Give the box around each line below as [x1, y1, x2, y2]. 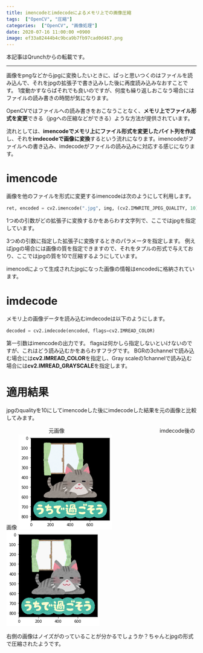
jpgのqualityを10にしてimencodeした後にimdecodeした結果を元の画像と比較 [6, 406, 197, 413]
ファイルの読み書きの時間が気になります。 [6, 94, 112, 102]
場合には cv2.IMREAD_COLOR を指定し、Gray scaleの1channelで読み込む [11, 354, 192, 362]
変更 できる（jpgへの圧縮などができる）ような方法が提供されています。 [16, 115, 193, 122]
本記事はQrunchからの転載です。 [6, 53, 88, 60]
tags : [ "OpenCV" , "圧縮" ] [6, 16, 72, 22]
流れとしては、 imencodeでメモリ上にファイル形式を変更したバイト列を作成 [6, 127, 196, 135]
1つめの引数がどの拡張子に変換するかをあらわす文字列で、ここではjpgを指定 [6, 217, 196, 224]
